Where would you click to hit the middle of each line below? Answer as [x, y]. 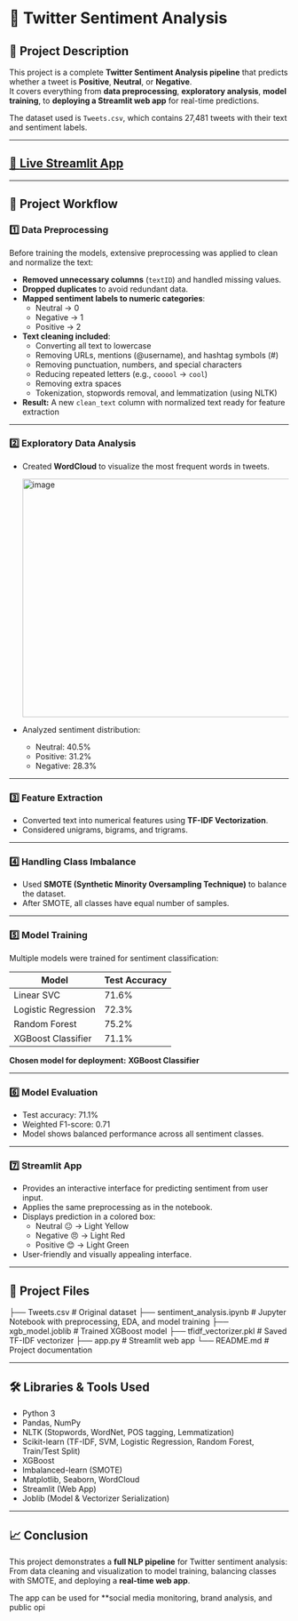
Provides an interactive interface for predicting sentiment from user [145, 1188]
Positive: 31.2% [63, 756]
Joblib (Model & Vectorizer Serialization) [96, 1498]
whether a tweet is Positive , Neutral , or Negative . [101, 82]
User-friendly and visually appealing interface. [107, 1255]
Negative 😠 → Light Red [80, 1236]
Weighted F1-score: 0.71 [66, 1124]
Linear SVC [37, 995]
